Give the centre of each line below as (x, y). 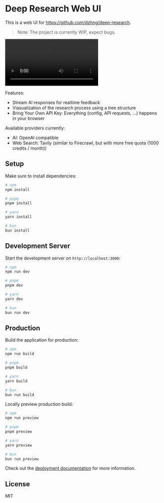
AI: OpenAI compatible (35, 137)
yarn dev (14, 299)
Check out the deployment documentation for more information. (70, 468)
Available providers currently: (35, 128)
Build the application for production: (42, 340)
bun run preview (22, 459)
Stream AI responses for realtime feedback (56, 102)
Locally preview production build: (39, 404)
